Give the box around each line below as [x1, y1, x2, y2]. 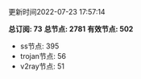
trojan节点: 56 [19, 52, 67, 60]
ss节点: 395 [19, 41, 60, 51]
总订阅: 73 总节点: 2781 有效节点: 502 [8, 24, 134, 34]
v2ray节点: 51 [19, 61, 64, 71]
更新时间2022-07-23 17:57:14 [8, 7, 106, 16]
